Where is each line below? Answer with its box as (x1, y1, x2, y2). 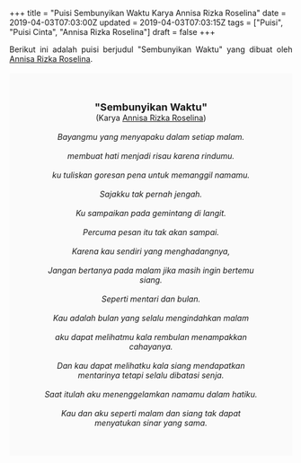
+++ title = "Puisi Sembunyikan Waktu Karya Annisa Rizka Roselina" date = (9, 8, 287, 18)
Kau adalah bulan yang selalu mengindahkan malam (52, 313, 250, 323)
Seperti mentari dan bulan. (101, 293, 201, 304)
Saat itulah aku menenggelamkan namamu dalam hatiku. (44, 389, 258, 399)
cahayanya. (128, 341, 173, 352)
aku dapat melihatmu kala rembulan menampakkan (55, 332, 247, 342)
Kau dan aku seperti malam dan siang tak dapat (61, 408, 241, 418)
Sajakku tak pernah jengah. (99, 188, 203, 199)
